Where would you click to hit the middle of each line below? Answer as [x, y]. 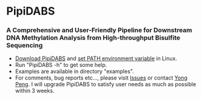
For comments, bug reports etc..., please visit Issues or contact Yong [101, 78]
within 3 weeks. [35, 91]
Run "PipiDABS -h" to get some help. [61, 65]
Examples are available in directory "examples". [75, 72]
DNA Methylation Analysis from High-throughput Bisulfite [93, 38]
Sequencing [25, 46]
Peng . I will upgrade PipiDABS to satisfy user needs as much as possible [106, 84]
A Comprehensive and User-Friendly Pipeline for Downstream [99, 30]
